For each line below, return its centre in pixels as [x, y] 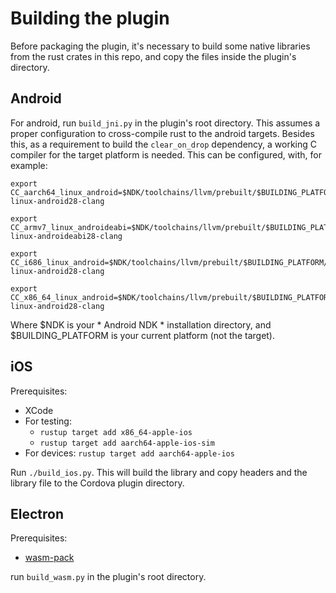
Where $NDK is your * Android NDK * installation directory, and [141, 324]
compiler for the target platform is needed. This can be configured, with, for [166, 154]
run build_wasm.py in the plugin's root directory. [108, 577]
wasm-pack [49, 558]
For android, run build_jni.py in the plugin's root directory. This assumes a [165, 123]
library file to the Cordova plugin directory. [97, 483]
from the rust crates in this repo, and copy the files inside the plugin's [153, 56]
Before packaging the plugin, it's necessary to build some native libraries [160, 46]
